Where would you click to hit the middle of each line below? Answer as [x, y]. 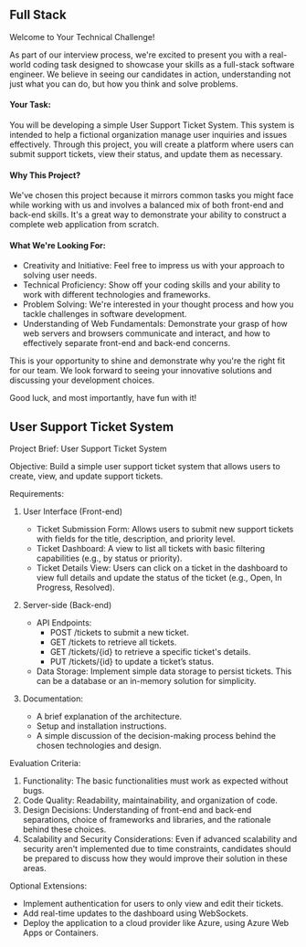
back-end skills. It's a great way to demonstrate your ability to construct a [148, 215]
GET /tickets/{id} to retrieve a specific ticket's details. [150, 652]
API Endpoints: [64, 623]
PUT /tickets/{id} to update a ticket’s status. [132, 662]
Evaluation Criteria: [45, 763]
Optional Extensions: [48, 886]
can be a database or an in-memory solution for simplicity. [146, 681]
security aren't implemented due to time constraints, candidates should [157, 849]
